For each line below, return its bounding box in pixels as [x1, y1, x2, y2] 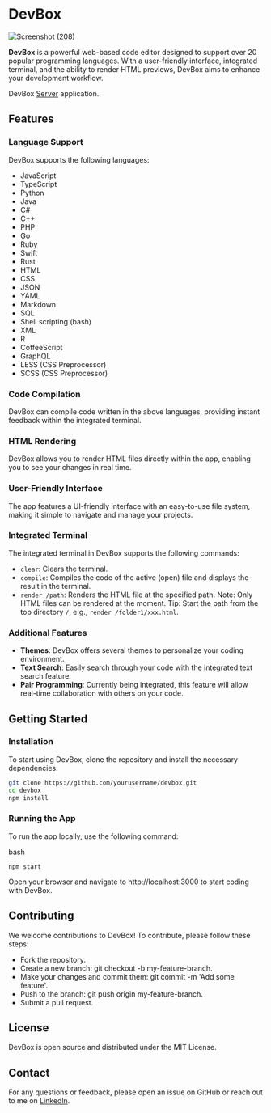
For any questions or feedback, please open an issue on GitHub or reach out [8, 1087, 263, 1097]
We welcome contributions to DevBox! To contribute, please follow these [8, 930, 251, 940]
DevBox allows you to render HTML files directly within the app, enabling [8, 454, 251, 463]
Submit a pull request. [19, 997, 94, 1007]
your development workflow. [8, 73, 104, 83]
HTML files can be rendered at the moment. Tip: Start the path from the [19, 598, 259, 607]
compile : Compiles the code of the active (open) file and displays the [19, 572, 249, 582]
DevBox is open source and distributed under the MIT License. [8, 1043, 217, 1052]
